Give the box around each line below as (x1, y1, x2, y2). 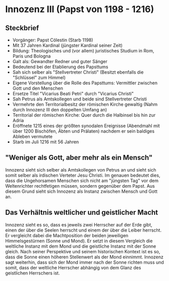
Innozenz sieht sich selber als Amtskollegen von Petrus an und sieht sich (5, 166, 156, 173)
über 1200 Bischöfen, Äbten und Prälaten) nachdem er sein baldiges (12, 128, 155, 134)
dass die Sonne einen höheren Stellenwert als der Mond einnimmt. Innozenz (5, 254, 164, 260)
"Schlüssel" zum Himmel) (12, 75, 66, 80)
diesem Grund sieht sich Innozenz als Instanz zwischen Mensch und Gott (5, 188, 158, 194)
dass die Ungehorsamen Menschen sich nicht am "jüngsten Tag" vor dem (5, 178, 159, 184)
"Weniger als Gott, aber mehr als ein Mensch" (5, 153, 153, 162)
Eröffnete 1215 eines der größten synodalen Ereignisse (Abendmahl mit (12, 123, 160, 129)
